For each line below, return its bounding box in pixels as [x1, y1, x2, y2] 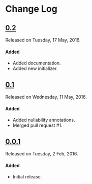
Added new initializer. [12, 65, 58, 72]
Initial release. [12, 174, 42, 180]
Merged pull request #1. [12, 122, 63, 128]
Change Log [5, 3, 57, 15]
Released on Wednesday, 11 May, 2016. [5, 94, 87, 100]
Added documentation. [12, 60, 61, 66]
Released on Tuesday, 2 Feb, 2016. [5, 151, 78, 157]
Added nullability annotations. [12, 117, 75, 123]
